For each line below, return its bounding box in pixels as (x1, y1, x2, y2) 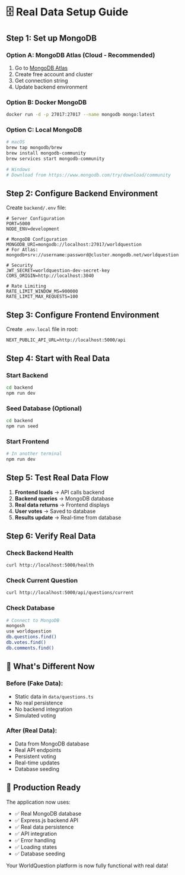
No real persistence (14, 699, 63, 706)
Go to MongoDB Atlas (14, 64, 68, 71)
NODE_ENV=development (6, 226, 60, 232)
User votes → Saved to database (14, 507, 96, 515)
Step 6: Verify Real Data (6, 531, 96, 541)
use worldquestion (6, 628, 52, 634)
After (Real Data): (6, 726, 58, 735)
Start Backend (6, 371, 49, 379)
